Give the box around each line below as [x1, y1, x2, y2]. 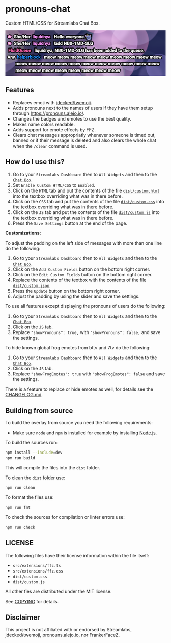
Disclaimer [5, 613, 40, 622]
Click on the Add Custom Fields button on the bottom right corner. [12, 266, 151, 272]
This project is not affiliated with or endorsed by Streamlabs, [5, 627, 132, 633]
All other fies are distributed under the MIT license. [5, 588, 112, 594]
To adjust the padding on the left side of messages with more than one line [5, 240, 162, 246]
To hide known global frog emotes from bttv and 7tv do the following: [5, 344, 151, 350]
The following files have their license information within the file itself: [5, 552, 149, 558]
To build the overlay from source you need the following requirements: [5, 420, 153, 426]
